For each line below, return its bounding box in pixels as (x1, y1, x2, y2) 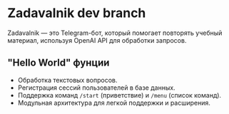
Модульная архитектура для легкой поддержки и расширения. (17, 98, 210, 107)
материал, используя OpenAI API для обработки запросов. (7, 36, 187, 44)
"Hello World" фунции (7, 57, 110, 69)
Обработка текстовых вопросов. (17, 76, 118, 84)
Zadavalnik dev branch (7, 5, 146, 21)
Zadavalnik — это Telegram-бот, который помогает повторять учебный (7, 28, 223, 37)
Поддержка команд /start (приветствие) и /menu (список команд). (17, 90, 222, 99)
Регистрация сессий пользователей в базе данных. (17, 83, 176, 92)
